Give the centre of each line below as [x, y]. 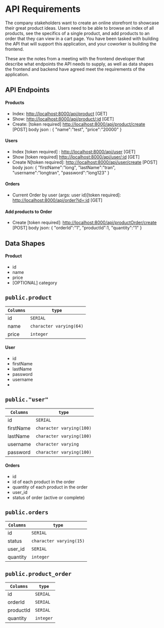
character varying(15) [58, 541]
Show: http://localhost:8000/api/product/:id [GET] [63, 119]
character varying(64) [57, 326]
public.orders [27, 513]
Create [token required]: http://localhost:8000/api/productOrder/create [84, 223]
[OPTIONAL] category [35, 282]
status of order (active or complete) [48, 497]
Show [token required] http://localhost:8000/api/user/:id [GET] [76, 157]
